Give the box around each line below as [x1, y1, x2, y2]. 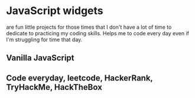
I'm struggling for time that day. [6, 36, 83, 43]
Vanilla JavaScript [6, 53, 74, 63]
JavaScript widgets [6, 4, 103, 18]
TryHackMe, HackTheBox [6, 82, 102, 92]
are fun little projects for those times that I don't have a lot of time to [6, 23, 172, 31]
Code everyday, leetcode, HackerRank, [6, 73, 153, 83]
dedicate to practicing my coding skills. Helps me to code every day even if [6, 29, 189, 36]
